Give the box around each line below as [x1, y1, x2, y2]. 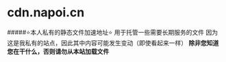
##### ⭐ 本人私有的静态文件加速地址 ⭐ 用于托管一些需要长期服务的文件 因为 [7, 28, 218, 36]
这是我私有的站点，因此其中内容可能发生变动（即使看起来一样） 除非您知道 [7, 39, 219, 47]
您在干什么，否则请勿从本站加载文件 [7, 47, 110, 55]
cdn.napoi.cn [7, 5, 85, 20]
